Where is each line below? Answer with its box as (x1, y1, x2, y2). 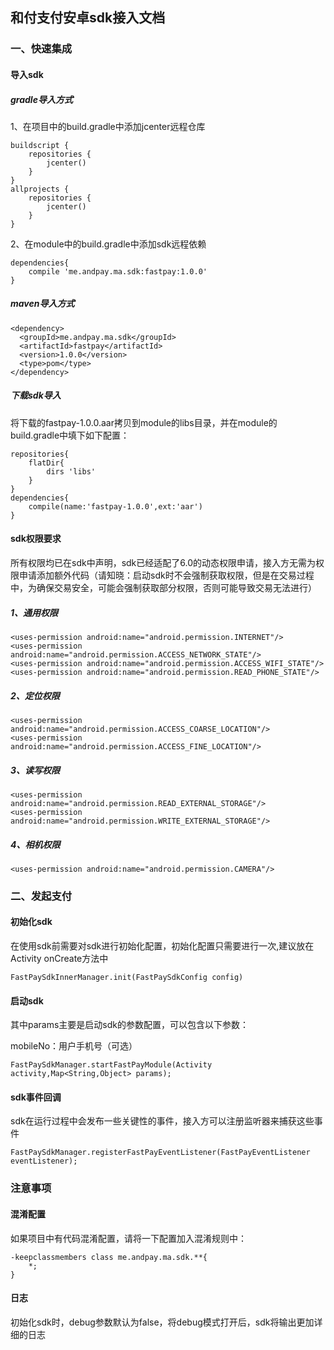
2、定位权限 (10, 689, 60, 702)
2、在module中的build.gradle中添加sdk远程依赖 (10, 238, 207, 250)
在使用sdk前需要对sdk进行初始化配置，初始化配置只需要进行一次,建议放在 (10, 940, 315, 952)
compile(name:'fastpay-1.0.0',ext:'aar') (28, 501, 203, 512)
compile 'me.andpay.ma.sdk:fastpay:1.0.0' (28, 266, 208, 277)
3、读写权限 (10, 764, 61, 776)
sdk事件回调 (10, 1091, 62, 1103)
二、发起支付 (10, 889, 73, 903)
